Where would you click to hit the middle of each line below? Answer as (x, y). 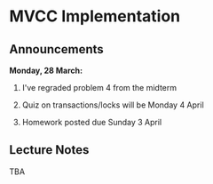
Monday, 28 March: (46, 70)
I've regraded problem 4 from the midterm (99, 88)
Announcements (56, 49)
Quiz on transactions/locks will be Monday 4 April (113, 105)
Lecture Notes (49, 150)
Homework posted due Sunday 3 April (92, 122)
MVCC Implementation (95, 16)
